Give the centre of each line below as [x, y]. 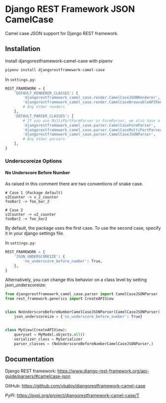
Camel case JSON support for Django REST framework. [62, 33]
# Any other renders [44, 107]
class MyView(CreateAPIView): [36, 330]
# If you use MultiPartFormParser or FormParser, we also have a [92, 121]
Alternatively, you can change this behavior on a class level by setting [76, 280]
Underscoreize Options [34, 161]
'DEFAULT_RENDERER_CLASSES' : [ [46, 93]
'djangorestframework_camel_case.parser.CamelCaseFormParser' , [89, 125]
